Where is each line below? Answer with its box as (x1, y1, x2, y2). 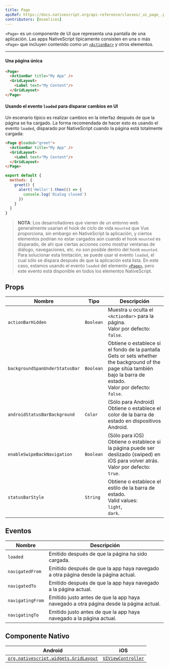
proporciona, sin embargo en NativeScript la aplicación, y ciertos (17, 230, 152, 236)
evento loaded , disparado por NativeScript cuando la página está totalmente (5, 125, 162, 131)
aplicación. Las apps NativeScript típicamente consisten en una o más (5, 36, 151, 42)
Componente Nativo (5, 632, 69, 641)
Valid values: (108, 497, 138, 504)
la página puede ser (108, 444, 155, 451)
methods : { (10, 178, 33, 183)
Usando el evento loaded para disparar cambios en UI (5, 103, 118, 109)
